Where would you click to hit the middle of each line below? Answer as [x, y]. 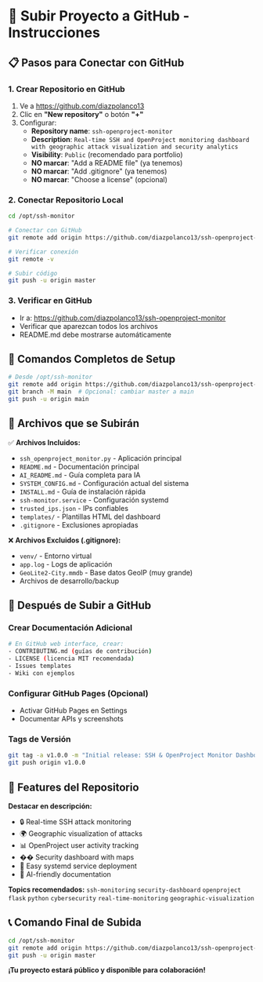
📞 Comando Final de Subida [75, 923]
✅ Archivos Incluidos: [44, 442]
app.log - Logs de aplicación [66, 564]
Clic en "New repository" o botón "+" [81, 114]
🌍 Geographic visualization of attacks [81, 833]
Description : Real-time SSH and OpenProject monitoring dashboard [140, 139]
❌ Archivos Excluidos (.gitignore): [65, 540]
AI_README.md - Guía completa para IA [80, 475]
